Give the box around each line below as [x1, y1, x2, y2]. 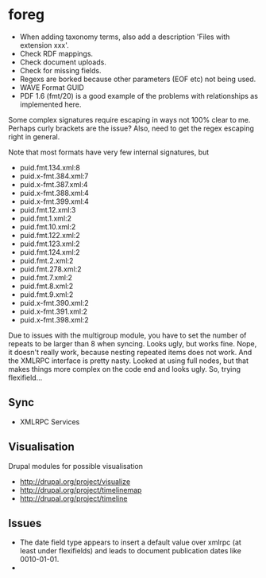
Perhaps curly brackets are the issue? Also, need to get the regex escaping [8, 123, 254, 133]
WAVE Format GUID [19, 82, 85, 92]
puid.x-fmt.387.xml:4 [19, 179, 88, 189]
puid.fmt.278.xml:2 [19, 264, 82, 274]
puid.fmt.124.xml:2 [19, 247, 80, 256]
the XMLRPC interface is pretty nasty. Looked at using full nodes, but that [8, 356, 249, 365]
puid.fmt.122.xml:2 [19, 230, 81, 240]
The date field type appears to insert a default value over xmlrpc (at [19, 537, 242, 547]
